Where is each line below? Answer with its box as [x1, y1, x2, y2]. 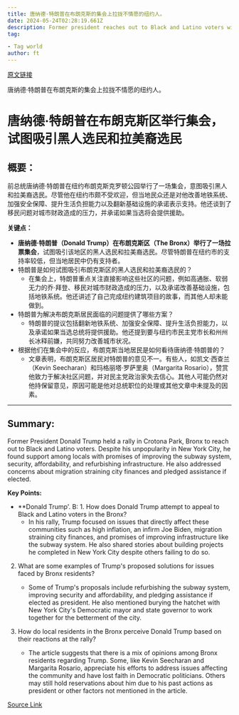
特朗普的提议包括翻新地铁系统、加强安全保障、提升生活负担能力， [28, 319, 222, 327]
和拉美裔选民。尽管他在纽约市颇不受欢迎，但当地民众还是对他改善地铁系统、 [7, 190, 232, 199]
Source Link [7, 700, 43, 709]
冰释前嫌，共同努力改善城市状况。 [34, 336, 135, 345]
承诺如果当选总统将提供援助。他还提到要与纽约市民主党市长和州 [34, 328, 222, 336]
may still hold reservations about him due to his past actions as [28, 679, 213, 687]
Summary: [7, 418, 55, 430]
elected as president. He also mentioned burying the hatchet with [28, 598, 221, 607]
